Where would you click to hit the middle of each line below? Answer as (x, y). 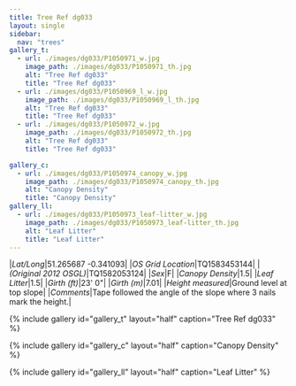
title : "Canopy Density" (71, 198)
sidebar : (25, 34)
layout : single (37, 26)
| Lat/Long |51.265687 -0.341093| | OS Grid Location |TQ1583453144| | (135, 264)
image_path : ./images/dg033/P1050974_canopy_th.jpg (122, 181)
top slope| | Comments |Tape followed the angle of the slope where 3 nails (143, 292)
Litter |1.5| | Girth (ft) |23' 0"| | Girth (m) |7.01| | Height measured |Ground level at (148, 283)
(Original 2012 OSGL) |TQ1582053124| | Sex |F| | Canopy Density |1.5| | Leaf (141, 274)
